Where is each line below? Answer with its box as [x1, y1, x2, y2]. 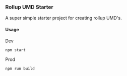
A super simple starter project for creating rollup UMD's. [5, 15, 122, 21]
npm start [5, 47, 26, 52]
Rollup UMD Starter [5, 4, 54, 11]
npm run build [5, 66, 35, 71]
